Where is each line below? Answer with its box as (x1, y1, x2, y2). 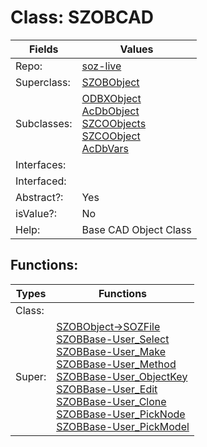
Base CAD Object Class (81, 222, 192, 236)
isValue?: (15, 206, 57, 220)
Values (119, 42, 154, 56)
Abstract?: (15, 190, 64, 204)
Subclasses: (15, 116, 73, 130)
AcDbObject (81, 104, 140, 118)
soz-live (81, 59, 122, 73)
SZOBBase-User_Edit (56, 382, 158, 396)
